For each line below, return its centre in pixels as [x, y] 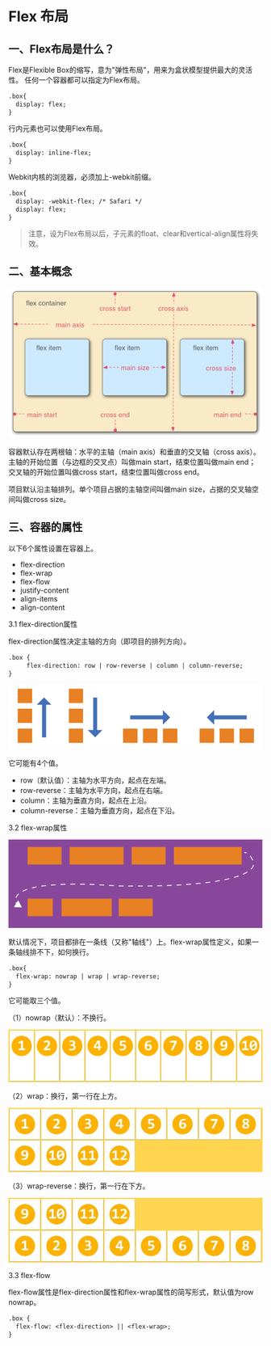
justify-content [44, 590]
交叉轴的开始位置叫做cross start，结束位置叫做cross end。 [106, 472]
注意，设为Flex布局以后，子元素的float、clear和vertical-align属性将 [140, 234]
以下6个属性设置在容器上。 [53, 548]
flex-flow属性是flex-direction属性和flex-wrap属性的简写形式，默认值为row [131, 1292]
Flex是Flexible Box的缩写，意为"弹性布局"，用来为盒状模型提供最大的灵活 [130, 70]
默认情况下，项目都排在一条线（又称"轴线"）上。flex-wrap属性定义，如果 [130, 942]
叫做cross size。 [43, 499]
